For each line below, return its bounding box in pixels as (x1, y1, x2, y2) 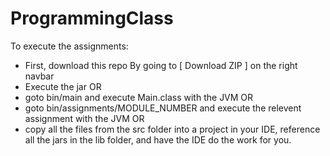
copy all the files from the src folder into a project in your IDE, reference (24, 123, 321, 135)
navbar (24, 70, 55, 82)
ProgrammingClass (10, 7, 174, 30)
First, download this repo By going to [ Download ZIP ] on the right (24, 59, 298, 71)
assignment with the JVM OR (24, 112, 145, 124)
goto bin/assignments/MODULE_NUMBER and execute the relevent (24, 102, 302, 114)
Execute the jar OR (24, 80, 102, 92)
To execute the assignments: (10, 40, 129, 52)
